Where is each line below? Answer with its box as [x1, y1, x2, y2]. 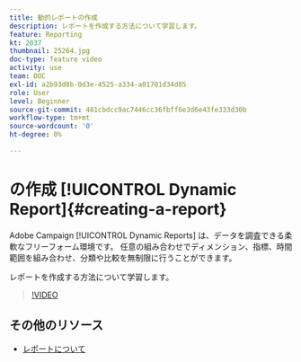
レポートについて [22, 343, 86, 354]
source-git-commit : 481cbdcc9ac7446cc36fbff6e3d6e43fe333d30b [9, 105, 247, 114]
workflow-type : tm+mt [9, 113, 91, 122]
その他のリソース [9, 318, 103, 333]
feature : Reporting [9, 30, 83, 39]
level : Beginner [9, 96, 70, 106]
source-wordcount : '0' [9, 122, 94, 131]
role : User [9, 88, 50, 97]
